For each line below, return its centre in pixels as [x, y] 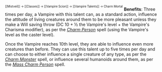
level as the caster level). [30, 35]
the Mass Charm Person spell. [35, 64]
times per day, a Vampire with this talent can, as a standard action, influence [81, 14]
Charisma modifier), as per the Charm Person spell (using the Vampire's [77, 29]
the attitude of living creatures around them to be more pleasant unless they [81, 19]
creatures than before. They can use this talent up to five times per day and [80, 49]
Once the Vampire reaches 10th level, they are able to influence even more [79, 44]
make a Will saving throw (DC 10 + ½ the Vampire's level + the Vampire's [77, 24]
